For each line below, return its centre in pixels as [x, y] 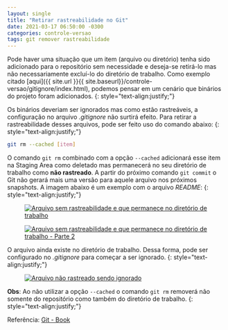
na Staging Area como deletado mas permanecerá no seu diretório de [107, 165]
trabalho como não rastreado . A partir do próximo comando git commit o [112, 172]
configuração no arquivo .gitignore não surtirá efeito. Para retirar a [102, 117]
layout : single [29, 14]
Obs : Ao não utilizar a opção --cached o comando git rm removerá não [108, 291]
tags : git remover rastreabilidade [59, 40]
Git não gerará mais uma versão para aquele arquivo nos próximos [102, 180]
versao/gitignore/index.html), [49, 89]
